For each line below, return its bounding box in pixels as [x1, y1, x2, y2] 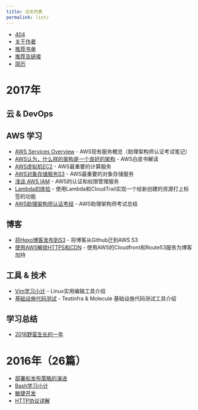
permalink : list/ [6, 14, 49, 20]
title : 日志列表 [6, 8, 43, 15]
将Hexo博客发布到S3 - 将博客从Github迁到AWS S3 [14, 236, 139, 243]
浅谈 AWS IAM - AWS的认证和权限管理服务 [14, 177, 120, 185]
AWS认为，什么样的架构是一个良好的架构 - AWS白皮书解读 [14, 155, 159, 162]
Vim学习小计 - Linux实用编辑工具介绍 [14, 287, 106, 294]
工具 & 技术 [6, 270, 47, 280]
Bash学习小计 [14, 383, 49, 390]
